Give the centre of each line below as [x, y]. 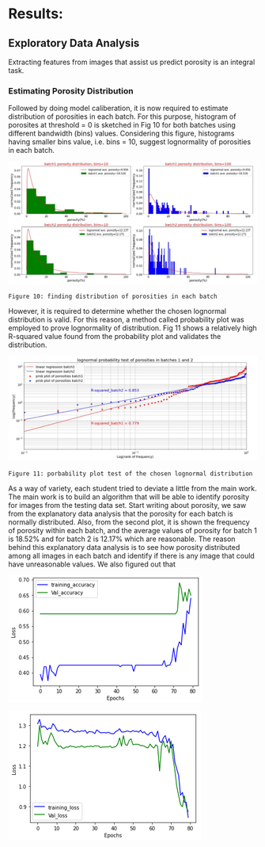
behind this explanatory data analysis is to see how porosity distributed [124, 547]
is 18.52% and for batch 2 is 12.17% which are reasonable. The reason [122, 539]
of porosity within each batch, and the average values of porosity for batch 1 [132, 530]
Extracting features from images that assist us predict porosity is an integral [132, 62]
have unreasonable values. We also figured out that [92, 564]
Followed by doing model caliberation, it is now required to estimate [118, 109]
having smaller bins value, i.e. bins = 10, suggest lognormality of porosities [130, 142]
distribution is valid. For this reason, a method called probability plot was [126, 319]
